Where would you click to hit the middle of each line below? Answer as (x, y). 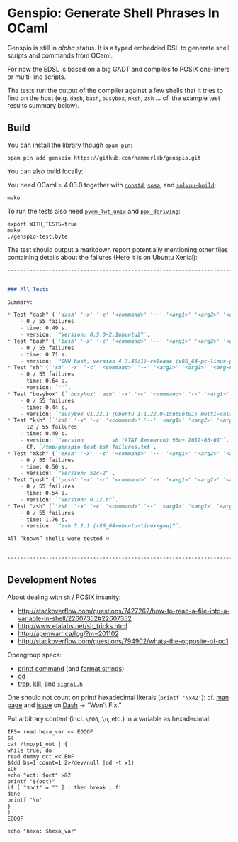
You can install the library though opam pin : (70, 145)
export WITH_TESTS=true (42, 224)
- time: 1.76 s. (44, 520)
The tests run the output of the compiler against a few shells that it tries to (115, 90)
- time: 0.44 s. (44, 407)
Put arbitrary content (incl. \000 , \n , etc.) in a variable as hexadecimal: (109, 718)
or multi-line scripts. (36, 77)
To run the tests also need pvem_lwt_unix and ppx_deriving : (94, 211)
